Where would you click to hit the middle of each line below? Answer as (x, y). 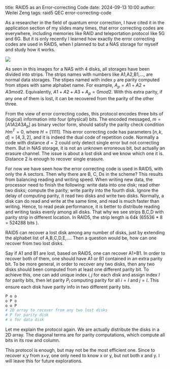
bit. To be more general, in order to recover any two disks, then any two (80, 264)
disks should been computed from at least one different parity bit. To (77, 269)
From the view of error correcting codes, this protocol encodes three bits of (84, 113)
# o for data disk (25, 320)
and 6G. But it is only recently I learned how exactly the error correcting (80, 39)
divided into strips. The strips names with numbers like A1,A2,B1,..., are (79, 74)
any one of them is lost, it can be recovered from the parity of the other (80, 98)
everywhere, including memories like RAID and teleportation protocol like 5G (85, 33)
